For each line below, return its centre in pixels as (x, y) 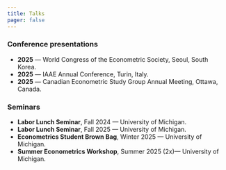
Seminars (24, 107)
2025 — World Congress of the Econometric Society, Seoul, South (113, 59)
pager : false (26, 20)
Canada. (29, 89)
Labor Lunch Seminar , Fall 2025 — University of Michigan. (102, 130)
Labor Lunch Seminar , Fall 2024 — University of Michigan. (102, 122)
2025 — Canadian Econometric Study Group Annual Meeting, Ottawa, (118, 81)
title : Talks (26, 14)
